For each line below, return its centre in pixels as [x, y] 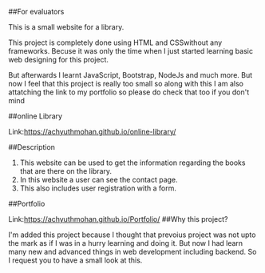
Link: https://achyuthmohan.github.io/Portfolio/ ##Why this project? [119, 219]
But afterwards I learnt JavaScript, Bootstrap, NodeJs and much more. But [131, 75]
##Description [32, 147]
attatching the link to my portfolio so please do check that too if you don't [129, 92]
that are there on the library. [66, 171]
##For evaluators [36, 12]
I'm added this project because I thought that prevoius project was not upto [132, 235]
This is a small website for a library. [66, 27]
